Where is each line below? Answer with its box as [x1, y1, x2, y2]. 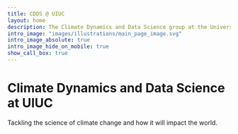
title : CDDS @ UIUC [7, 10, 65, 18]
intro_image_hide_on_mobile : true [7, 43, 110, 50]
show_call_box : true [7, 50, 69, 57]
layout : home [7, 17, 46, 24]
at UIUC [7, 95, 53, 111]
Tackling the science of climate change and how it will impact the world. [7, 118, 218, 127]
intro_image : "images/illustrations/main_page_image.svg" [7, 30, 182, 37]
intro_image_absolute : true [7, 37, 91, 44]
